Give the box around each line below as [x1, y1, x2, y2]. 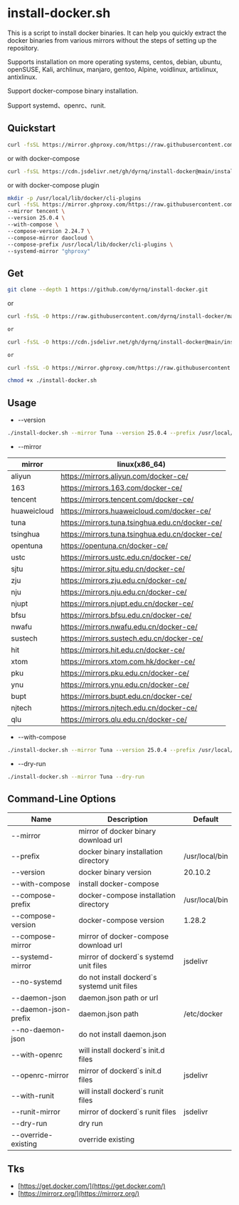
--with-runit [11, 1090, 55, 1100]
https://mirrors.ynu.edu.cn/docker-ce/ [60, 680, 190, 689]
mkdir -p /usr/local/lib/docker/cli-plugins [7, 195, 142, 202]
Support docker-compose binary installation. [7, 86, 139, 95]
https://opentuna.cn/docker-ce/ [60, 541, 169, 550]
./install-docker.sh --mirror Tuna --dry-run [7, 773, 144, 780]
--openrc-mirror [11, 1070, 69, 1080]
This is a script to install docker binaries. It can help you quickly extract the [7, 29, 227, 37]
